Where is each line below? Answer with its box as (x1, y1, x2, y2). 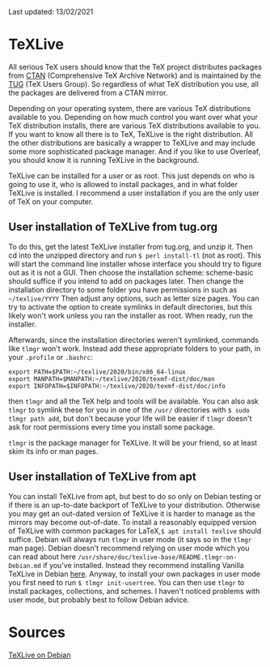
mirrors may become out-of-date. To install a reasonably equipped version (8, 517, 257, 527)
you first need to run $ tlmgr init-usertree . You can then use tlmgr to (8, 577, 245, 587)
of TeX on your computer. (8, 196, 94, 206)
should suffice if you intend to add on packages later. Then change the (8, 276, 244, 286)
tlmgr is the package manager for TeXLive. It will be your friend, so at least (8, 438, 257, 447)
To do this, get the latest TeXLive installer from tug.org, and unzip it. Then (8, 242, 253, 251)
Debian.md (8, 562, 42, 570)
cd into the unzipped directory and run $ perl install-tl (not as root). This (8, 250, 261, 260)
